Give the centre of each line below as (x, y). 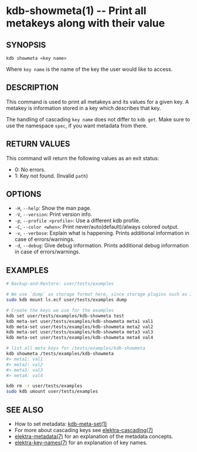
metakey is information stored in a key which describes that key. (84, 108)
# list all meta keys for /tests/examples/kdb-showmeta (76, 348)
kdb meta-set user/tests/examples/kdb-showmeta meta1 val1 (80, 321)
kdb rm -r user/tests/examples (44, 386)
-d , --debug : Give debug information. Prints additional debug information (102, 246)
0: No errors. (30, 169)
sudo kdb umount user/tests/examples (52, 392)
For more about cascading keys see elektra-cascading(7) (84, 430)
